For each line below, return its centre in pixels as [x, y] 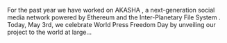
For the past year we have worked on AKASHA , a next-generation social [111, 10]
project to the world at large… [50, 32]
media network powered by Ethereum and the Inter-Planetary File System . [114, 17]
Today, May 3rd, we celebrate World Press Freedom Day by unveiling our [112, 25]
